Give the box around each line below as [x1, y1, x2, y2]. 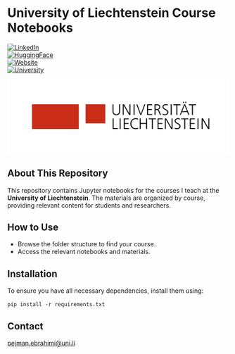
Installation [7, 267, 58, 279]
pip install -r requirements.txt [7, 301, 106, 308]
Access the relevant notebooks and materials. [17, 248, 151, 256]
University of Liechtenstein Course [7, 5, 216, 21]
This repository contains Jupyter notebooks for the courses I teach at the [7, 186, 220, 194]
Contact [7, 320, 44, 332]
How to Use [7, 221, 59, 233]
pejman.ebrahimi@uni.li [7, 339, 76, 348]
